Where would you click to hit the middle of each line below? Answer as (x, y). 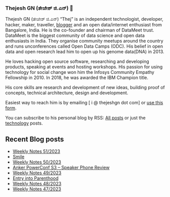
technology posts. (24, 123)
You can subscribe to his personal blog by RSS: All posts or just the (76, 118)
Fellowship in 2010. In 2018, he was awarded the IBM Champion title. (77, 77)
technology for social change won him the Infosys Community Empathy (80, 72)
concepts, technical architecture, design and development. (67, 93)
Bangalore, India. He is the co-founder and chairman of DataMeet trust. (80, 30)
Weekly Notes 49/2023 (37, 173)
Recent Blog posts (35, 139)
